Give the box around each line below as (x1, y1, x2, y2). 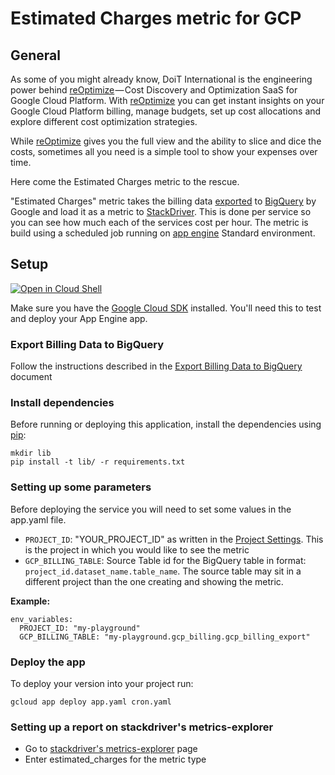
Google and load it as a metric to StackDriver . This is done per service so (10, 206, 312, 217)
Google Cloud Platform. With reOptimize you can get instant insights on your (10, 95, 325, 106)
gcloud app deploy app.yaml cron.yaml (10, 697, 172, 707)
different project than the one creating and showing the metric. (24, 575, 284, 587)
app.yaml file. (10, 513, 67, 526)
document (10, 371, 53, 383)
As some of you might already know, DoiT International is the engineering (10, 73, 313, 85)
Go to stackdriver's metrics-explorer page (24, 743, 198, 755)
